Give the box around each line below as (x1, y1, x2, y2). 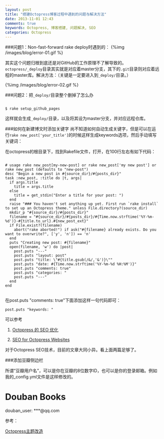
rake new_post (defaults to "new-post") (5, 167, 89, 172)
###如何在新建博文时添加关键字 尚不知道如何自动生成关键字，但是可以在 (5, 126, 152, 132)
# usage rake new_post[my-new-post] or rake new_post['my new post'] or (5, 163, 157, 168)
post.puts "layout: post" (14, 253, 67, 258)
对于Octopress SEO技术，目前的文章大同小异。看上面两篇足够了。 (5, 347, 139, 352)
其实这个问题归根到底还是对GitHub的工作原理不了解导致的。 (5, 60, 126, 65)
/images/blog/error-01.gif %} (5, 50, 64, 56)
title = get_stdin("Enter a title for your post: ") (14, 193, 124, 198)
